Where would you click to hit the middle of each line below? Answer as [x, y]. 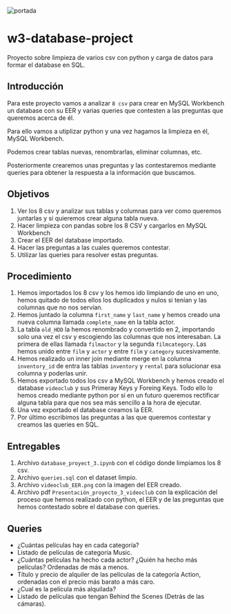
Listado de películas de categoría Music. [74, 552]
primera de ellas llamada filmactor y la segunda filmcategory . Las [112, 344]
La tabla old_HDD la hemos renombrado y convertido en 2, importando [116, 329]
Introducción [36, 86]
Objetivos [28, 194]
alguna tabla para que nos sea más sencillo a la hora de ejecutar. [109, 402]
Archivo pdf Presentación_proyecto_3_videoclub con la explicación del [117, 492]
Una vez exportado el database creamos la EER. [85, 410]
